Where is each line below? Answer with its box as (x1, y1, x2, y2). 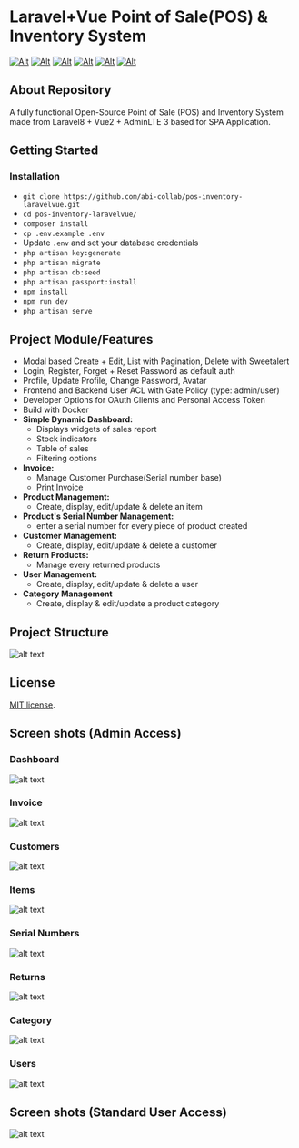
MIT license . (9, 699, 56, 710)
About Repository (9, 82, 112, 98)
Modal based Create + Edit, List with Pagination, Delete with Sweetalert (22, 356, 290, 367)
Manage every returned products (35, 559, 161, 571)
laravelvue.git (22, 201, 81, 210)
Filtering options (35, 453, 98, 464)
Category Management (22, 588, 113, 599)
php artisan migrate (22, 258, 101, 268)
